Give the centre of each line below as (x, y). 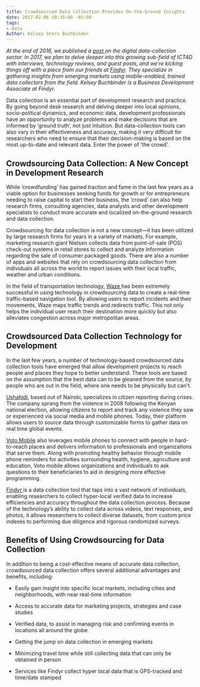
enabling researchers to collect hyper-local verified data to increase (89, 496)
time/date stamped (38, 677)
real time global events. (35, 428)
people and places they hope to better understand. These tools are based (96, 372)
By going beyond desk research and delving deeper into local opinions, (93, 107)
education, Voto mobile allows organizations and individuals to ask (88, 465)
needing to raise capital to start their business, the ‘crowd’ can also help (94, 200)
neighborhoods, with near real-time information (73, 594)
